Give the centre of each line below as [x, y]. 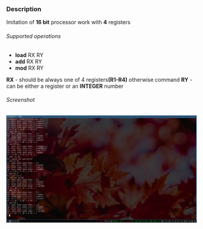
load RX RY [29, 55]
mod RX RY [29, 68]
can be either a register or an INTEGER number [65, 86]
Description [24, 9]
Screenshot [21, 100]
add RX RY [28, 61]
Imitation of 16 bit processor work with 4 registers [69, 22]
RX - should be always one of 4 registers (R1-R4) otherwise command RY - [99, 79]
